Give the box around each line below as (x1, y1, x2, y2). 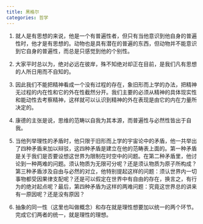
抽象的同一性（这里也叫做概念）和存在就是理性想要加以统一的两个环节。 (15, 203, 197, 211)
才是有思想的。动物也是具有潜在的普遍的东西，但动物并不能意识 (36, 40, 197, 47)
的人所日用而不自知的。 (15, 68, 74, 75)
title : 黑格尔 (6, 9, 40, 15)
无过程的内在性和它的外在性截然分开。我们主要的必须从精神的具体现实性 (15, 88, 197, 96)
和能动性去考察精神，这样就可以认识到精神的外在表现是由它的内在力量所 (15, 96, 197, 103)
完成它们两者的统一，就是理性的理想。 (15, 211, 112, 218)
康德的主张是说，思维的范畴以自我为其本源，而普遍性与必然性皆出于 (15, 116, 187, 124)
